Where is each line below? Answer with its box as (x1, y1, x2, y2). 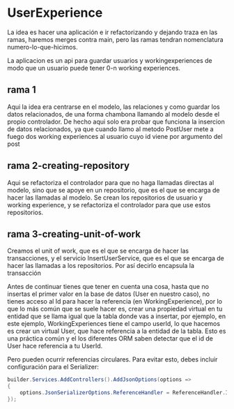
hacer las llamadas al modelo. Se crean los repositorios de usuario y (7, 193, 203, 202)
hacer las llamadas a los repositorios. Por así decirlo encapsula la (7, 262, 195, 270)
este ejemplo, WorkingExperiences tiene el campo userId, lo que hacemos (7, 320, 221, 328)
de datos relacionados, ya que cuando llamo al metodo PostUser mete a (7, 124, 214, 133)
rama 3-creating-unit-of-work (7, 228, 141, 240)
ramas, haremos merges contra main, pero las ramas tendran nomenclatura (7, 35, 224, 43)
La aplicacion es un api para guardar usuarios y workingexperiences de (7, 56, 212, 64)
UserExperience (7, 5, 103, 21)
